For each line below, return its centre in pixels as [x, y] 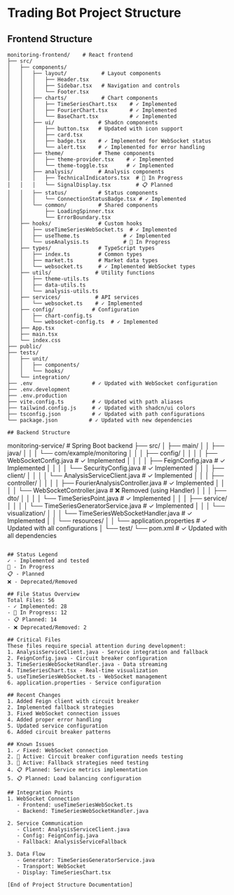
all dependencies [32, 536]
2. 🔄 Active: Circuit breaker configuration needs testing [95, 757]
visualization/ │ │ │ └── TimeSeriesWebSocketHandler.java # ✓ [100, 513]
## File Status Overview [43, 594]
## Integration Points [40, 792]
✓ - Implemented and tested [48, 561]
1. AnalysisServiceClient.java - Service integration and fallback [108, 652]
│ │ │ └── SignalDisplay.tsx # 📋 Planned [90, 185]
